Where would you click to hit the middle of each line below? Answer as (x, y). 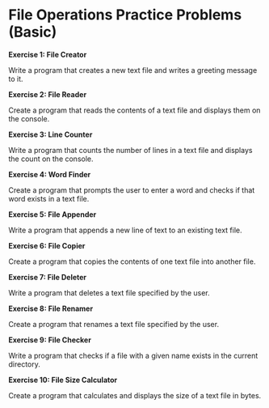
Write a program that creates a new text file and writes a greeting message (133, 70)
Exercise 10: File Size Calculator (63, 380)
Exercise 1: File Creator (48, 54)
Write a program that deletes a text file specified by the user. (109, 292)
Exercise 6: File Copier (47, 245)
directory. (24, 364)
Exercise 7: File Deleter (48, 277)
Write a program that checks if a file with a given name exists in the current (133, 355)
